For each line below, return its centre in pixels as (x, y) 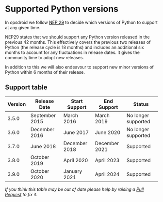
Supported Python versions (62, 9)
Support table (26, 88)
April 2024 (107, 174)
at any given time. (23, 27)
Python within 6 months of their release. (45, 72)
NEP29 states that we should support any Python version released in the (77, 37)
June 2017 (76, 132)
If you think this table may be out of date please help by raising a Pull (74, 189)
